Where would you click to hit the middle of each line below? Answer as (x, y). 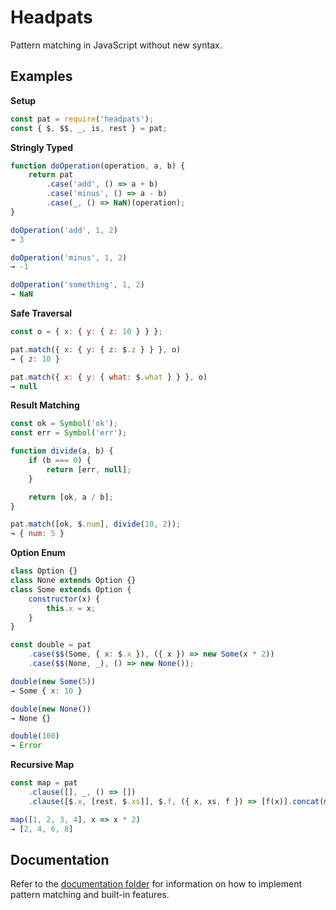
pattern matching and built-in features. (90, 895)
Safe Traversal (41, 313)
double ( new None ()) (51, 709)
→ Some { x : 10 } (46, 691)
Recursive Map (42, 765)
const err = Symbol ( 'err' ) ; (69, 433)
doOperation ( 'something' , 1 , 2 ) (77, 285)
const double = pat (51, 645)
